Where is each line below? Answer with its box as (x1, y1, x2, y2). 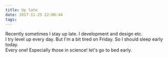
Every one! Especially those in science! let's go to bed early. (5, 47, 132, 53)
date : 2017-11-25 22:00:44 (5, 12, 63, 17)
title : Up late (5, 7, 38, 13)
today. (5, 42, 19, 48)
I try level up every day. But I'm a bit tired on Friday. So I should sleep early (5, 36, 163, 42)
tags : (5, 17, 17, 22)
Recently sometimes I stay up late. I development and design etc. (5, 31, 143, 37)
